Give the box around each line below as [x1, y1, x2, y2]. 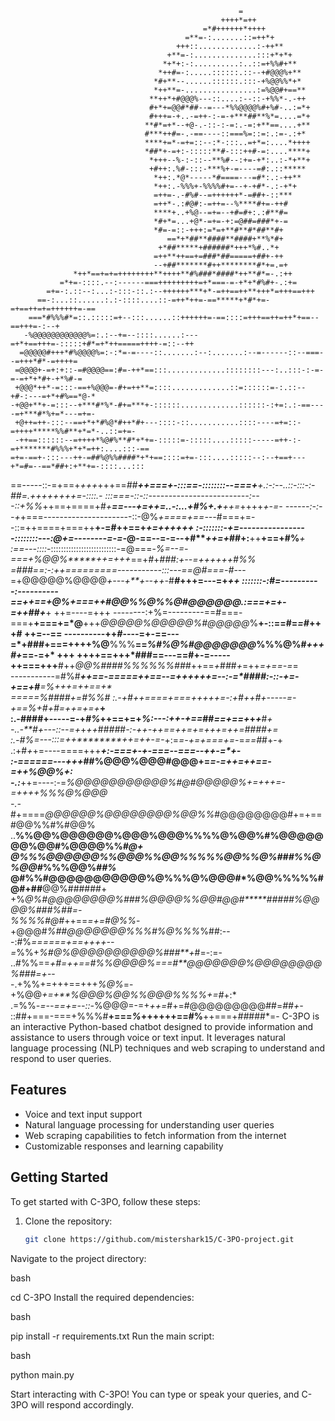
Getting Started [10, 1169, 109, 1186]
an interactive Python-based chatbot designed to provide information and [10, 1021, 314, 1032]
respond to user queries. [10, 1053, 112, 1064]
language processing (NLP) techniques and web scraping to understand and [10, 1042, 326, 1054]
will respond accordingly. [30, 1398, 134, 1411]
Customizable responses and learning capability [24, 1140, 224, 1152]
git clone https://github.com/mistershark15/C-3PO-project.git [24, 1234, 295, 1244]
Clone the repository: [24, 1215, 113, 1227]
